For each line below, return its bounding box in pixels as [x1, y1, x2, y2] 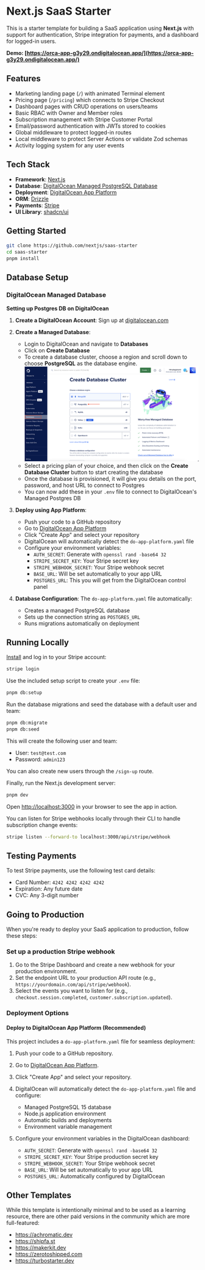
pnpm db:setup [6, 690, 43, 696]
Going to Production [6, 909, 84, 920]
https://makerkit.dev [15, 1244, 67, 1252]
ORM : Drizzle [15, 195, 49, 202]
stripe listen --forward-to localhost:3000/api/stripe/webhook [6, 834, 171, 840]
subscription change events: [6, 821, 78, 828]
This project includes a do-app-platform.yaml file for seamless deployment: [6, 1037, 195, 1045]
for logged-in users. [6, 37, 57, 45]
